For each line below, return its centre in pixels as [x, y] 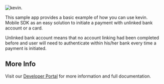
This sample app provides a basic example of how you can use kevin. [77, 17]
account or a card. [24, 28]
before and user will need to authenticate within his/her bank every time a [81, 43]
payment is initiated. [26, 48]
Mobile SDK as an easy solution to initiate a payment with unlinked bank [79, 23]
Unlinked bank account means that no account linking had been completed [82, 38]
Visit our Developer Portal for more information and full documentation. [78, 76]
